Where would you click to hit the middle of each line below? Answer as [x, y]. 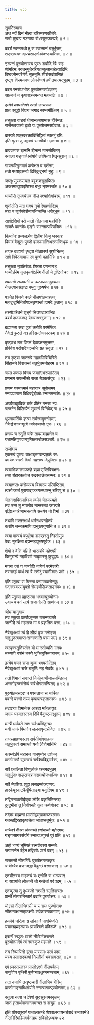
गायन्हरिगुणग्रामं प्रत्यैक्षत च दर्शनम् [29, 165]
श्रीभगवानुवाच [15, 612]
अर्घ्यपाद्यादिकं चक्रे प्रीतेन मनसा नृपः [31, 403]
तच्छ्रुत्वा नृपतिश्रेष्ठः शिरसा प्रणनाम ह [31, 266]
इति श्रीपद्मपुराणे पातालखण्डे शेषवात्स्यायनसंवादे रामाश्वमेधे [47, 1012]
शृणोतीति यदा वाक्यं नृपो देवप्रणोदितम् [32, 206]
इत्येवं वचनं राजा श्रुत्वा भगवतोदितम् [31, 663]
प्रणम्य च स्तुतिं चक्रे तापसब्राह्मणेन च [31, 434]
